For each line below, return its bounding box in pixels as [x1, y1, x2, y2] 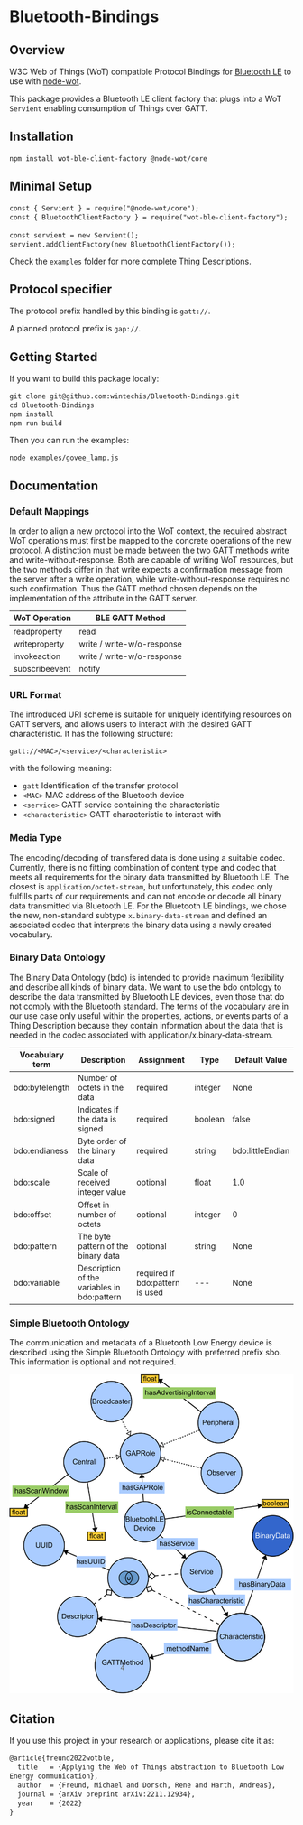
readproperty [13, 626, 63, 637]
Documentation [9, 478, 99, 493]
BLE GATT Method [95, 612, 166, 624]
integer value [78, 1187, 126, 1197]
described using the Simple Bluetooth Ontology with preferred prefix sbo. [9, 1346, 282, 1357]
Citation [9, 1711, 56, 1727]
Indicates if [78, 1103, 119, 1114]
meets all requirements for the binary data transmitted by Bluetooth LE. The [9, 871, 289, 882]
